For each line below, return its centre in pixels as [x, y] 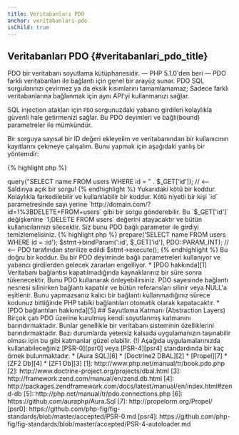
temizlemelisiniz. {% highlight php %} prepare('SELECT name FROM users [117, 235]
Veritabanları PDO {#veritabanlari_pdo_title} [108, 56]
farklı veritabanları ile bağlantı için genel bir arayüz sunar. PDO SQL [106, 81]
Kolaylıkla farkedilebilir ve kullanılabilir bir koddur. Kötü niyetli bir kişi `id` [113, 197]
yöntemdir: [23, 154]
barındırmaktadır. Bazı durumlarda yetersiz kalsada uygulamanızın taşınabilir [119, 333]
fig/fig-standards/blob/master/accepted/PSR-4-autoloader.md [99, 424]
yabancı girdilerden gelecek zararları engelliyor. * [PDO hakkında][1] [107, 265]
